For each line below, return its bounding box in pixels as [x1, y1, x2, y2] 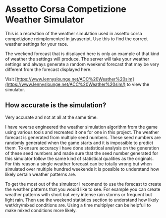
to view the [126, 81, 150, 87]
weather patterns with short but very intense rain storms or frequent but [5, 191, 152, 197]
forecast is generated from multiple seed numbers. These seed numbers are [5, 134, 161, 140]
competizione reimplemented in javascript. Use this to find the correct [5, 36, 148, 42]
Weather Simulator [5, 14, 84, 25]
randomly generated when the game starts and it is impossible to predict [5, 140, 154, 145]
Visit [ [5, 76, 17, 82]
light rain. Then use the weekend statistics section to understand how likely [5, 197, 159, 203]
